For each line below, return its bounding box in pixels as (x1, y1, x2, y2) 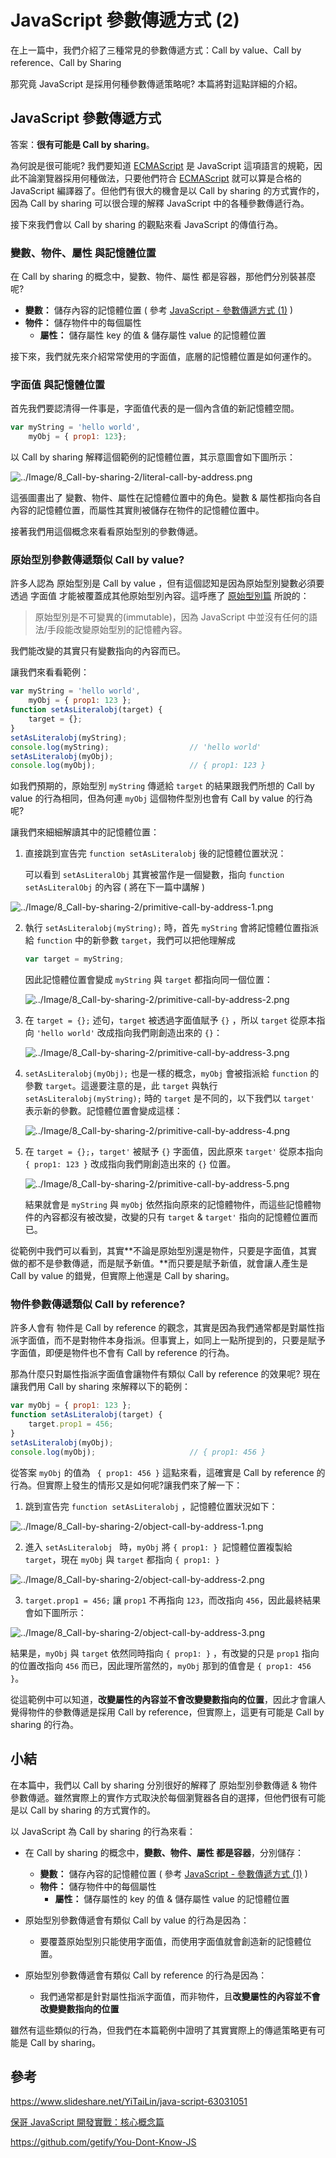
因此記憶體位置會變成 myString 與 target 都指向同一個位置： (24, 974, 273, 986)
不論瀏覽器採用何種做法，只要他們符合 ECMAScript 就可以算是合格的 (18, 172, 302, 184)
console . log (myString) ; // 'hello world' (10, 742, 262, 752)
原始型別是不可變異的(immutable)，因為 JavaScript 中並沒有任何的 (34, 611, 309, 623)
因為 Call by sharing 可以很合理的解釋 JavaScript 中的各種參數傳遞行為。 (10, 197, 310, 209)
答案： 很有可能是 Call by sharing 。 (10, 138, 155, 150)
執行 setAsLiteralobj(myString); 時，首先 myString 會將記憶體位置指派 (24, 922, 319, 934)
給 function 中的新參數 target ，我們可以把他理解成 (24, 934, 236, 946)
